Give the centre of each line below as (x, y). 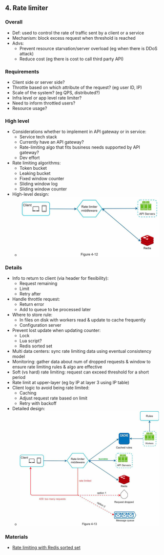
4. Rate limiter (27, 8)
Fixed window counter (42, 179)
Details (14, 267)
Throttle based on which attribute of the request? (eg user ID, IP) (77, 87)
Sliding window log (38, 184)
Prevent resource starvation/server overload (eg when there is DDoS (88, 48)
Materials (17, 537)
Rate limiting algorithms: (36, 163)
